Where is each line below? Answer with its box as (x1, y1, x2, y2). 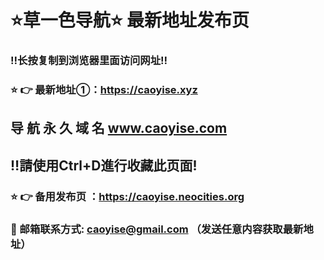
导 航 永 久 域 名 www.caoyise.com (10, 120, 228, 137)
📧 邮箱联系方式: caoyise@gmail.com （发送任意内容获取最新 (10, 222, 304, 236)
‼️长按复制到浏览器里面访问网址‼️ (10, 54, 168, 68)
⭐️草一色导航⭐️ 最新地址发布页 (10, 9, 250, 32)
